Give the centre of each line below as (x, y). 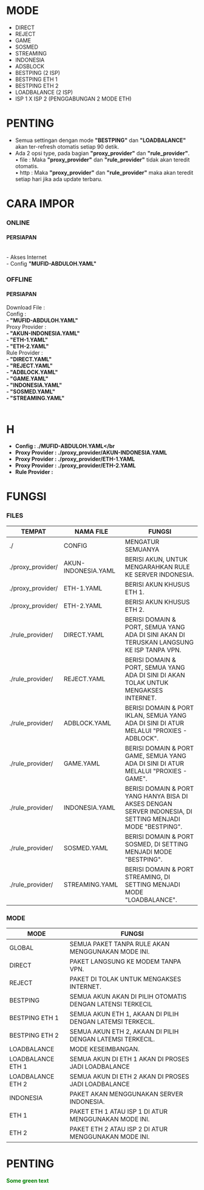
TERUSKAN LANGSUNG (159, 642)
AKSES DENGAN (148, 804)
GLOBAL (22, 948)
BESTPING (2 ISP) (38, 73)
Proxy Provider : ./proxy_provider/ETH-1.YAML (75, 459)
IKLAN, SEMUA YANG (156, 715)
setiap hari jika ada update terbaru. (59, 179)
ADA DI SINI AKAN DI (155, 634)
